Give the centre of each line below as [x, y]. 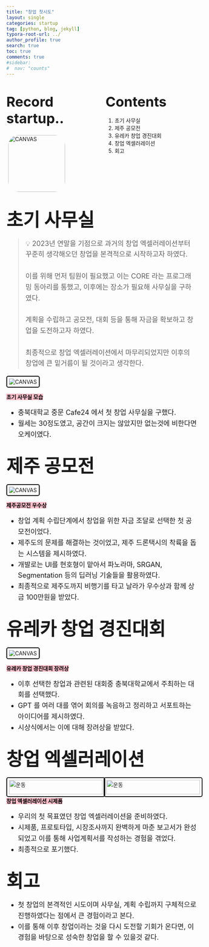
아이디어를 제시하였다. [51, 716]
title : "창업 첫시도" [30, 12]
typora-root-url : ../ [34, 35]
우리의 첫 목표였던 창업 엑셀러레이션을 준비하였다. [93, 817]
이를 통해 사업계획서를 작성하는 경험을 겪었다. [107, 838]
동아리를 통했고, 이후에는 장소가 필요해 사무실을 [105, 287]
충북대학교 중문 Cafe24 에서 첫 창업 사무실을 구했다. [97, 413]
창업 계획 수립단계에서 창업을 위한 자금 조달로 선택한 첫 [101, 521]
